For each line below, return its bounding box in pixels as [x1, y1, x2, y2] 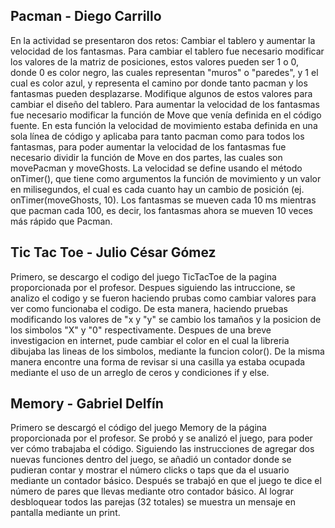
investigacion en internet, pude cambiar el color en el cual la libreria [10, 334, 290, 346]
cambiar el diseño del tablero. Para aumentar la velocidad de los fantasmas [10, 98, 320, 110]
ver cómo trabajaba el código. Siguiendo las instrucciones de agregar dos [10, 443, 315, 455]
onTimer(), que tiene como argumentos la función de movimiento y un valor [10, 172, 322, 184]
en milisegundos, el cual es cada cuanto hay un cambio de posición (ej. [10, 183, 305, 195]
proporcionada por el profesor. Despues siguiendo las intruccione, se [10, 281, 296, 293]
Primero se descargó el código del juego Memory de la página [10, 422, 267, 434]
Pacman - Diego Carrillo [10, 8, 162, 25]
